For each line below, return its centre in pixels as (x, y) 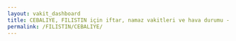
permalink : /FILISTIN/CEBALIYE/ (55, 26)
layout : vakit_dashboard (44, 14)
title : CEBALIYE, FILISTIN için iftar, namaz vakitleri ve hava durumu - (119, 20)
